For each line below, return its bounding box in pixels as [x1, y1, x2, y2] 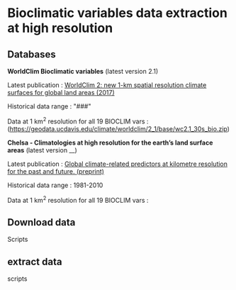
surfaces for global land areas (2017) [7, 89, 115, 96]
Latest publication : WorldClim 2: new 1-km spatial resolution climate [7, 81, 207, 89]
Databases [7, 48, 57, 60]
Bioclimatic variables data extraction [7, 5, 228, 21]
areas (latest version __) [7, 145, 78, 154]
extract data [7, 255, 62, 267]
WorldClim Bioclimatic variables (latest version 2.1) [7, 67, 159, 75]
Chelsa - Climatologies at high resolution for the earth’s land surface [7, 138, 213, 147]
